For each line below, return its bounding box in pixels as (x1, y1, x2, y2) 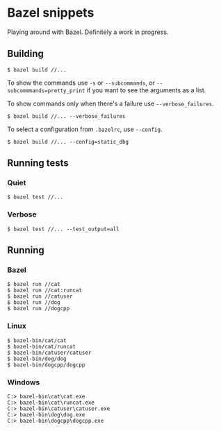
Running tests (7, 158, 69, 169)
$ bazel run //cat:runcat (7, 287, 82, 294)
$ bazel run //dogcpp (7, 305, 70, 312)
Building (7, 48, 44, 60)
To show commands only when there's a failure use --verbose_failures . (7, 99, 214, 108)
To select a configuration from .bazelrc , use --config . (7, 125, 163, 133)
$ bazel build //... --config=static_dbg (7, 138, 129, 145)
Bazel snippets (7, 5, 95, 21)
